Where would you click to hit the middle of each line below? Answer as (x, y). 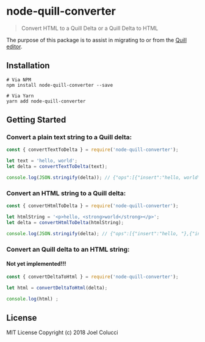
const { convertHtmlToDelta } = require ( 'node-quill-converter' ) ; (92, 206)
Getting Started (36, 120)
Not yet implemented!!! (36, 264)
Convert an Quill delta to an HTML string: (68, 249)
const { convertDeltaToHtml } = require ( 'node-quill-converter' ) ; (92, 277)
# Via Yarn (20, 96)
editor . (14, 46)
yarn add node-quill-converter (46, 101)
